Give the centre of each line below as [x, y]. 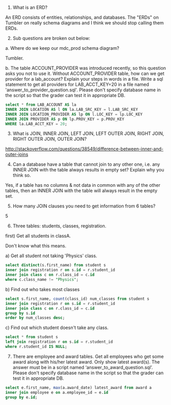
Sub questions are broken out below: [51, 38]
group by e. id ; [21, 397]
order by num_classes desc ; [35, 318]
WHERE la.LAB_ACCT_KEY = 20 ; [36, 124]
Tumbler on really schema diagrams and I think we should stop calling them [85, 23]
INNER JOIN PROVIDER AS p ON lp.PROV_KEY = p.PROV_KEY [65, 119]
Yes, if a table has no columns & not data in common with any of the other [83, 185]
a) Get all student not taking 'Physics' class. [51, 256]
